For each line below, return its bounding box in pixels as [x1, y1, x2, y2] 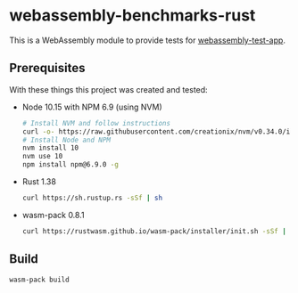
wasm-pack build [9, 275, 70, 284]
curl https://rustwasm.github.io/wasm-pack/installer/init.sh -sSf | [21, 226, 287, 236]
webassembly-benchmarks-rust [9, 5, 256, 26]
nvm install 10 [21, 143, 79, 152]
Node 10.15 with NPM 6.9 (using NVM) [21, 102, 162, 112]
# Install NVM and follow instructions [21, 118, 171, 127]
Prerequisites [9, 61, 86, 76]
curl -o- [21, 126, 55, 136]
